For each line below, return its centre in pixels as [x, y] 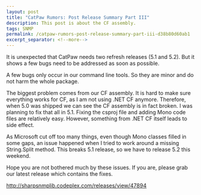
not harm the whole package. [43, 81]
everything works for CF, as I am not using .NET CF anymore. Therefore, [96, 99]
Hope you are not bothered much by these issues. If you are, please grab [97, 167]
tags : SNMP [20, 29]
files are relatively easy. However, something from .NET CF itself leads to [97, 119]
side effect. [20, 125]
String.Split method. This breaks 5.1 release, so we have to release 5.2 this [98, 149]
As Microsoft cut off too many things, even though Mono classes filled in [97, 137]
